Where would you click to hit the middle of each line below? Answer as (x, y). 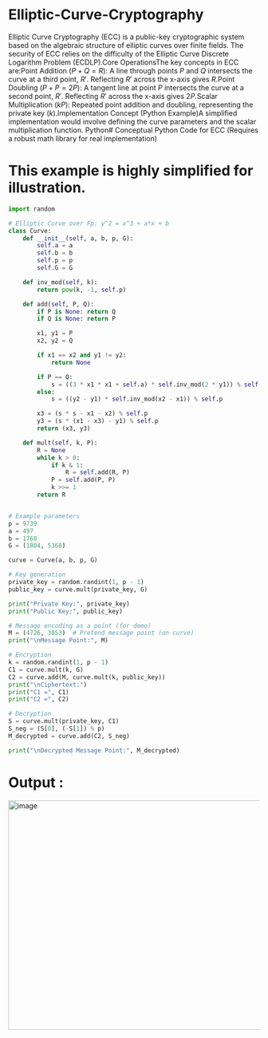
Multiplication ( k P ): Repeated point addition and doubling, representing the (131, 105)
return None (71, 362)
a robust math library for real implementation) (83, 138)
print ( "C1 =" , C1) (39, 692)
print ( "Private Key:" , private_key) (69, 604)
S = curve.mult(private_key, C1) (64, 721)
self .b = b (55, 253)
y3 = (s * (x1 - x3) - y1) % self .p (98, 421)
